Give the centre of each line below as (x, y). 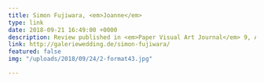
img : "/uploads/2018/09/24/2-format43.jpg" (81, 59)
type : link (26, 23)
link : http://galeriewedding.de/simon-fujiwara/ (89, 45)
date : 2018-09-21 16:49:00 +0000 (63, 30)
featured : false (35, 52)
